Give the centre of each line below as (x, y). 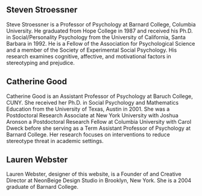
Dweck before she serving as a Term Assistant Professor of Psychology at (99, 128)
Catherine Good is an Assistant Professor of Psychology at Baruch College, (99, 96)
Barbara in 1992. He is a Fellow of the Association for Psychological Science (101, 43)
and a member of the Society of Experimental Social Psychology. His (92, 50)
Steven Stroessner (42, 10)
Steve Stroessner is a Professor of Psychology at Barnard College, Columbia (101, 24)
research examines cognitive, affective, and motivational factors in (89, 56)
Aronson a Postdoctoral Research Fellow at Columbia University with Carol (99, 121)
